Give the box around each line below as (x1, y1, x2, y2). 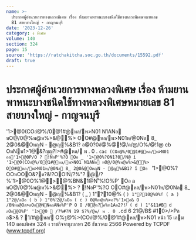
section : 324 (6, 42, 38, 47)
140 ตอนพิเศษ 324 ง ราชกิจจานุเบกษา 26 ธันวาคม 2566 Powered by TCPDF (6, 221, 170, 228)
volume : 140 (6, 36, 35, 42)
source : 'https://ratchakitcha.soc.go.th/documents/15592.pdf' (6, 52, 164, 58)
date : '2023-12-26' (6, 25, 54, 31)
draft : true (6, 57, 35, 63)
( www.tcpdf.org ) (6, 227, 46, 234)
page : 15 (6, 47, 28, 53)
